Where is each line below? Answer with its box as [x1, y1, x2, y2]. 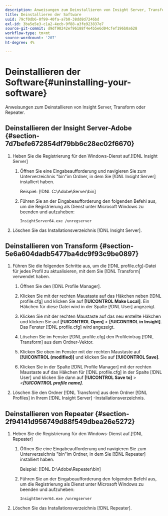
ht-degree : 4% [5, 40, 35, 45]
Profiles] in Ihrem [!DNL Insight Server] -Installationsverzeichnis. [12, 395, 145, 401]
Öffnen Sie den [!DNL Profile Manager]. [19, 283, 101, 289]
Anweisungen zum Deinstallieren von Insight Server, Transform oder [5, 104, 146, 110]
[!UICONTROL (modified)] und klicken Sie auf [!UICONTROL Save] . [19, 354, 160, 360]
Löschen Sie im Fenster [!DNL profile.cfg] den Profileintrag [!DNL [19, 334, 154, 340]
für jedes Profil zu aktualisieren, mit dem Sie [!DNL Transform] [12, 268, 141, 274]
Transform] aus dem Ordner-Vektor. [19, 339, 94, 345]
